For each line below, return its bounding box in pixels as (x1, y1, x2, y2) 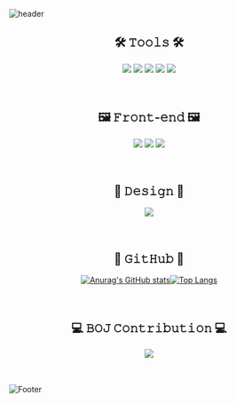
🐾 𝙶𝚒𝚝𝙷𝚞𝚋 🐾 (114, 251, 185, 266)
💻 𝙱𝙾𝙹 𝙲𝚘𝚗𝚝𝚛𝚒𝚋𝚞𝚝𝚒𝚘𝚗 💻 (70, 320, 228, 336)
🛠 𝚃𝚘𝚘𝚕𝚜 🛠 (114, 36, 185, 51)
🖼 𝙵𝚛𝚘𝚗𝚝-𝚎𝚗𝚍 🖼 (98, 110, 201, 125)
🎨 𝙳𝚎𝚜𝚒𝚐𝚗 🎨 (114, 184, 185, 199)
